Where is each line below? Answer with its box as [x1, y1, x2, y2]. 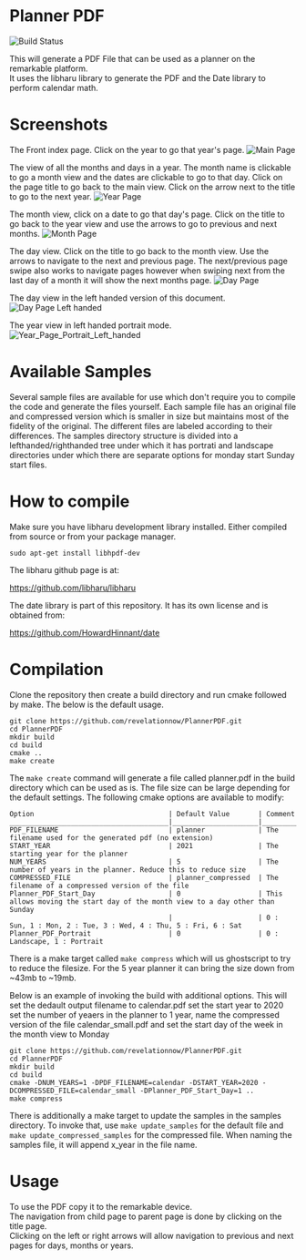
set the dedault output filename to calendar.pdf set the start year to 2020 [9, 999, 284, 1010]
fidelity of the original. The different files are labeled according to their [9, 420, 273, 431]
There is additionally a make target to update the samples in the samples [9, 1110, 282, 1121]
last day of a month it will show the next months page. [9, 274, 212, 285]
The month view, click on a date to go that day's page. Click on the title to [9, 209, 285, 220]
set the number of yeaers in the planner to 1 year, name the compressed [9, 1009, 280, 1020]
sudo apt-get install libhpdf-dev [9, 548, 141, 558]
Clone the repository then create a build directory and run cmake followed [9, 689, 287, 700]
